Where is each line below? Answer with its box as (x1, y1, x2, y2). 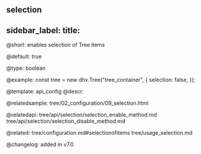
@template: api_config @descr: (6, 88, 84, 95)
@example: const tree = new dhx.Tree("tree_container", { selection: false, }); (6, 76, 196, 84)
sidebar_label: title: (6, 25, 80, 35)
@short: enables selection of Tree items (6, 42, 105, 49)
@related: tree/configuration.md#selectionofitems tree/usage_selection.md (6, 129, 193, 137)
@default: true (6, 53, 42, 60)
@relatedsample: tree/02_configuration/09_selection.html (6, 99, 149, 107)
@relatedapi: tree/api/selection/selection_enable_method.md (6, 111, 158, 119)
